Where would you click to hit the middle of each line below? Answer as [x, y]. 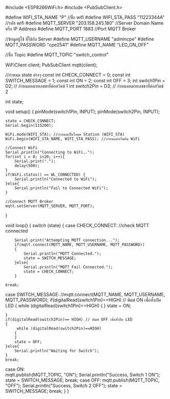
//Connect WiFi [21, 148]
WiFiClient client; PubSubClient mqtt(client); [52, 65]
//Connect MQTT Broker [29, 202]
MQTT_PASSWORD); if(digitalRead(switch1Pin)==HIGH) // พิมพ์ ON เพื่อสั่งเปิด [83, 300]
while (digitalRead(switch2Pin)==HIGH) [59, 328]
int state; [15, 102]
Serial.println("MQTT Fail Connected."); [68, 267]
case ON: [15, 369]
